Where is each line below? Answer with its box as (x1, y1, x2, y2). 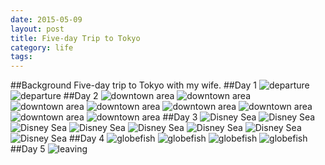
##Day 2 (63, 90, 99, 102)
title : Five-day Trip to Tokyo (10, 33, 141, 43)
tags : (10, 52, 33, 62)
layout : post (10, 24, 65, 34)
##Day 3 (162, 111, 198, 123)
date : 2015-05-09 (10, 14, 83, 25)
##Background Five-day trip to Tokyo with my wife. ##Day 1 (10, 79, 257, 91)
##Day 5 (10, 143, 46, 155)
